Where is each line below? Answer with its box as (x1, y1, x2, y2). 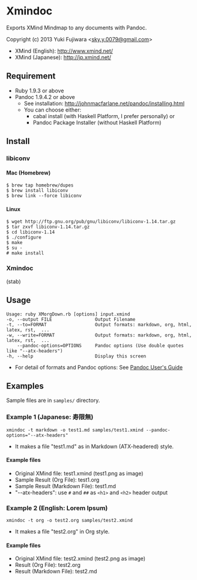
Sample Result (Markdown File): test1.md (14, 482, 116, 489)
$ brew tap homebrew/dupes (6, 182, 74, 188)
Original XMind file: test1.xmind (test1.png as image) (14, 470, 144, 477)
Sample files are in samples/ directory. (6, 397, 100, 404)
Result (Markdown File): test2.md (14, 568, 97, 575)
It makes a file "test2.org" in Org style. (14, 528, 110, 535)
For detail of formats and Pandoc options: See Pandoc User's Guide (14, 363, 183, 371)
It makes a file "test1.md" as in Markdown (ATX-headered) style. (14, 443, 174, 450)
